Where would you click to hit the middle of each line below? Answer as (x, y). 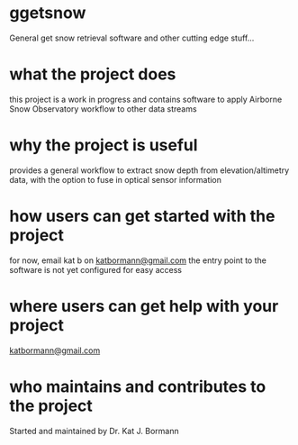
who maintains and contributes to (138, 386)
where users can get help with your (144, 306)
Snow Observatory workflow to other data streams (103, 109)
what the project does (93, 74)
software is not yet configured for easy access (96, 269)
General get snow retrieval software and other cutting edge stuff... (132, 38)
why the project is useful (104, 145)
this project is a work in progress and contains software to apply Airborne (146, 99)
